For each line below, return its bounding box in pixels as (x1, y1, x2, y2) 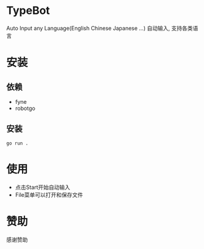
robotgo (15, 104, 35, 112)
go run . (6, 140, 29, 146)
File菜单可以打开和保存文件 (15, 191, 83, 198)
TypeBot (6, 4, 51, 18)
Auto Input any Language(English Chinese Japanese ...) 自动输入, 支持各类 (6, 24, 193, 32)
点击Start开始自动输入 (15, 183, 71, 191)
